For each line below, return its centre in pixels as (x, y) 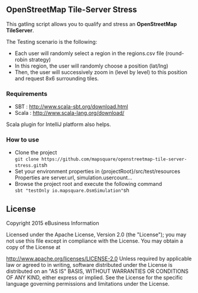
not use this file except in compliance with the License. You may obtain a (95, 241)
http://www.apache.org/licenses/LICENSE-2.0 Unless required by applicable (99, 259)
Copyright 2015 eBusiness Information (53, 223)
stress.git (28, 166)
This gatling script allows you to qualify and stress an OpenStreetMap (92, 24)
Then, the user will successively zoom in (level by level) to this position (101, 72)
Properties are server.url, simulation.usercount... (73, 178)
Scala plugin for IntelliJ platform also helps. (59, 124)
